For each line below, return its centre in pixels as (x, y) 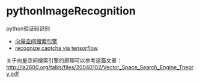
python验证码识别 (28, 28)
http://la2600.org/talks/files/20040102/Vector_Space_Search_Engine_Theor (100, 67)
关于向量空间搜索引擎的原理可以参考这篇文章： (64, 60)
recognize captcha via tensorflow (56, 48)
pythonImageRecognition (71, 11)
